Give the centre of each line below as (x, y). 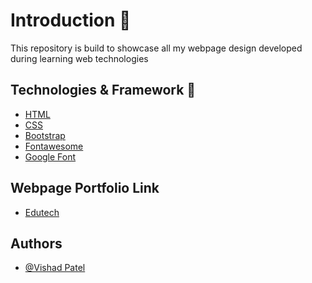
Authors (36, 243)
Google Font (50, 156)
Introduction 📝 (71, 20)
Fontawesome (54, 146)
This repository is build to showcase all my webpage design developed (156, 48)
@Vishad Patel (55, 268)
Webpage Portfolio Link (85, 188)
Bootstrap (45, 135)
